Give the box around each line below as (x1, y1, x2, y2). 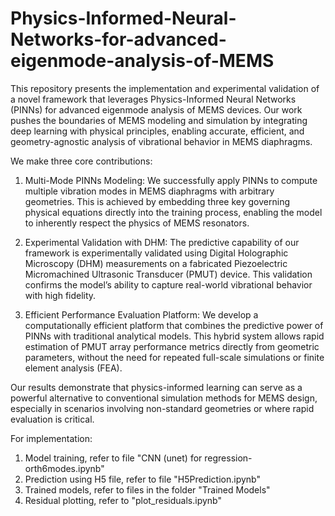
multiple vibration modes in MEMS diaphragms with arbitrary (24, 185, 275, 197)
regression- (204, 452, 253, 464)
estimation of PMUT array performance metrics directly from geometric (24, 340, 320, 352)
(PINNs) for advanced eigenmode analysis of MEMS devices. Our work (10, 103, 303, 116)
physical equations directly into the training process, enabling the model (24, 206, 323, 218)
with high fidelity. (24, 289, 97, 301)
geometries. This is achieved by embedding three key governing (24, 195, 290, 207)
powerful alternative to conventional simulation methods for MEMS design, (10, 392, 318, 404)
